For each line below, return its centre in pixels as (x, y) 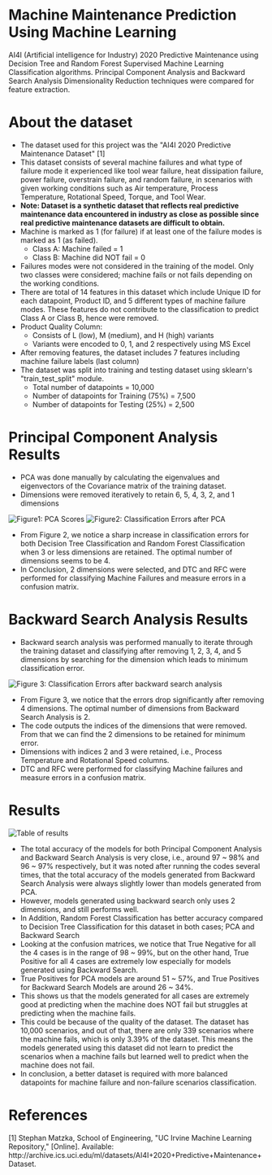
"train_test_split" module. (62, 378)
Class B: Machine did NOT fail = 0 (89, 257)
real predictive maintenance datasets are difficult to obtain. (123, 222)
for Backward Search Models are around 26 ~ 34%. (106, 987)
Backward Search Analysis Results (128, 620)
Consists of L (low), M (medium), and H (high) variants (123, 335)
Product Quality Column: (61, 327)
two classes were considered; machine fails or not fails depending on (136, 274)
